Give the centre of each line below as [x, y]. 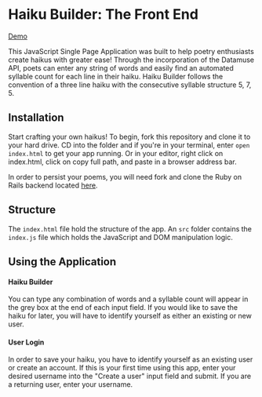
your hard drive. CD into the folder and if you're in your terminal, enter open [129, 145]
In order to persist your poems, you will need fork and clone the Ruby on [125, 177]
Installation [36, 118]
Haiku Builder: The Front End [103, 15]
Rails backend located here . [53, 185]
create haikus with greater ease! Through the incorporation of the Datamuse [131, 60]
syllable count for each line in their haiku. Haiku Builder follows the [116, 76]
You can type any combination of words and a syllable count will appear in [128, 299]
